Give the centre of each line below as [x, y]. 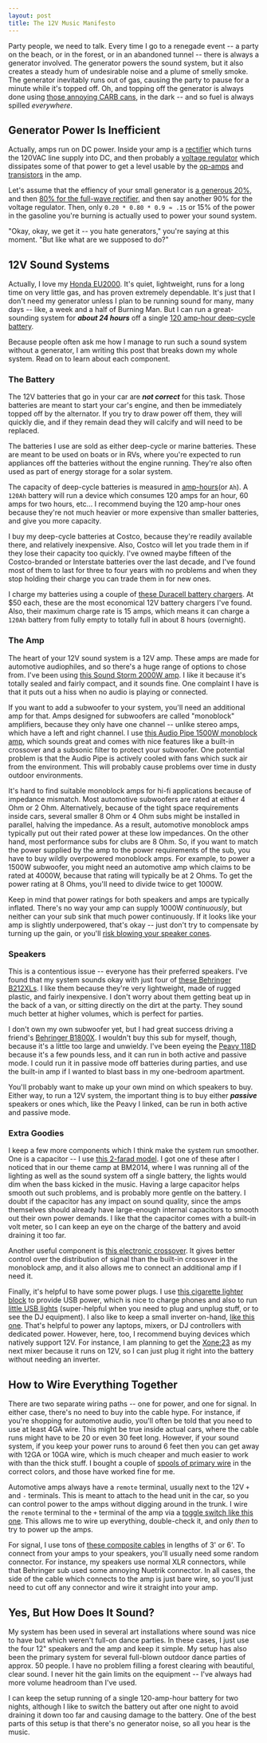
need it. [21, 1276]
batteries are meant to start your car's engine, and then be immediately [125, 405]
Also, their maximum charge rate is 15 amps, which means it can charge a [129, 611]
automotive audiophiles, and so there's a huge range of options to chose [128, 666]
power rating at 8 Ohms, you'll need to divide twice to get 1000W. [116, 883]
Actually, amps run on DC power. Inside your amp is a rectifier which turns [130, 149]
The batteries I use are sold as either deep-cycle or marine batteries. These [132, 446]
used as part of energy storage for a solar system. [90, 472]
